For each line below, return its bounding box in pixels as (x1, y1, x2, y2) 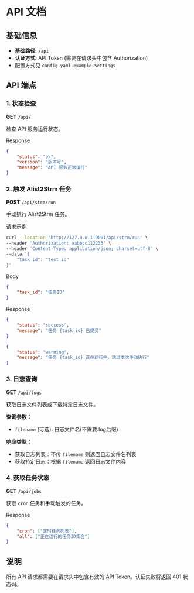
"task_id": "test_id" (16, 256, 69, 262)
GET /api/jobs (6, 487, 42, 495)
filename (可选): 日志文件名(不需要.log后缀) (14, 426, 118, 433)
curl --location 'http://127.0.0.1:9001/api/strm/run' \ (6, 235, 148, 241)
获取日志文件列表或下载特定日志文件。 (6, 400, 98, 407)
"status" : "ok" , (16, 153, 57, 160)
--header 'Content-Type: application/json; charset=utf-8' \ (6, 246, 159, 252)
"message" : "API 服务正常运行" (16, 164, 88, 170)
